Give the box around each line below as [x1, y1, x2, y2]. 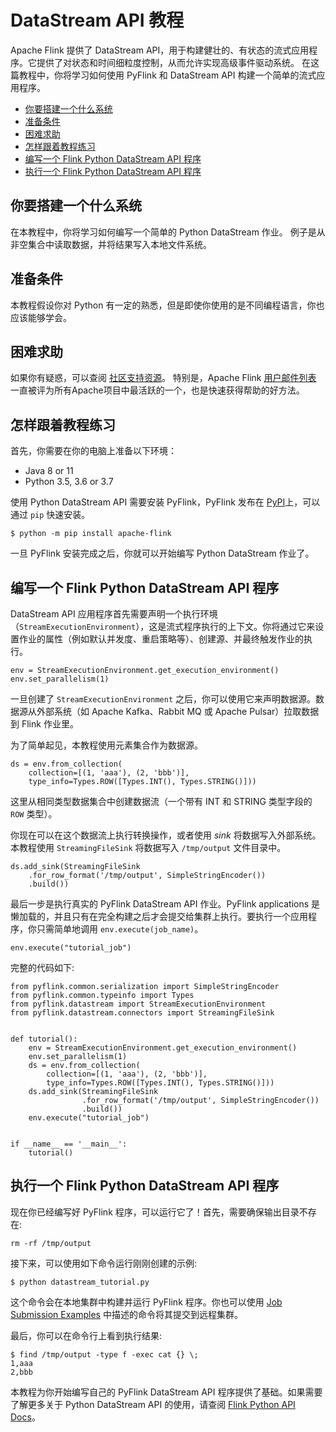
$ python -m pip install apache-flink [10, 529, 172, 539]
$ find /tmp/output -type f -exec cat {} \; [10, 1349, 199, 1360]
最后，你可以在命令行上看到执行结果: [10, 1329, 163, 1341]
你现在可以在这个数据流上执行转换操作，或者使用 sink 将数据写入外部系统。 [10, 829, 322, 841]
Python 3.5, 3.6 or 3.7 [24, 476, 114, 488]
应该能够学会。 [10, 311, 72, 323]
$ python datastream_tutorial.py [10, 1277, 150, 1287]
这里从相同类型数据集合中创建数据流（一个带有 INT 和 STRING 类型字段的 [10, 796, 313, 807]
